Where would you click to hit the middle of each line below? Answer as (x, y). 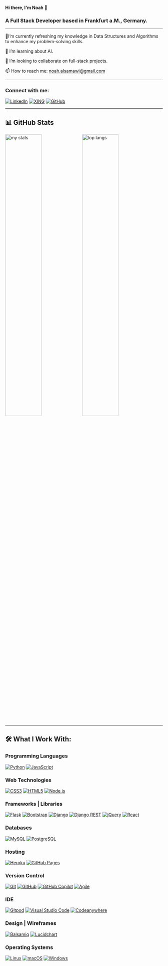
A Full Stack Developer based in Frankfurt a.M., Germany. (76, 21)
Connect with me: (27, 90)
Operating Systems (29, 947)
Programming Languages (37, 756)
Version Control (25, 875)
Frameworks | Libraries (34, 804)
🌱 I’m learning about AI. (29, 51)
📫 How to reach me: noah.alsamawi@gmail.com (55, 71)
